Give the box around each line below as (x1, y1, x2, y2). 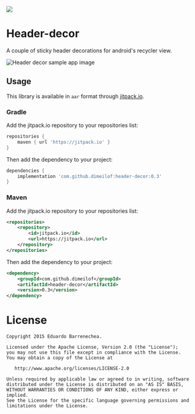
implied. (6, 392, 29, 399)
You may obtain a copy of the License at (6, 355, 113, 361)
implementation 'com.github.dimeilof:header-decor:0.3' (17, 173, 163, 179)
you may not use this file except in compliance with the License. (6, 349, 182, 356)
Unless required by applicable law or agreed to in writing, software (6, 376, 190, 382)
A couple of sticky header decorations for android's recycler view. (6, 46, 172, 54)
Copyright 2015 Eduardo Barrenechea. (6, 334, 102, 340)
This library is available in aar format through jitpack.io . (6, 92, 144, 100)
